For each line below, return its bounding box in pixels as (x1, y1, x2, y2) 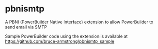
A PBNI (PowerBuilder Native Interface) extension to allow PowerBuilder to (5, 19, 154, 25)
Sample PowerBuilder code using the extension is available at (5, 33, 128, 39)
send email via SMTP (5, 24, 47, 29)
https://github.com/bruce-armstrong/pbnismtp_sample (5, 38, 115, 44)
